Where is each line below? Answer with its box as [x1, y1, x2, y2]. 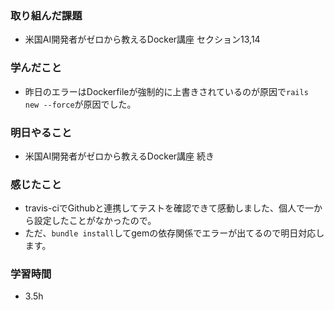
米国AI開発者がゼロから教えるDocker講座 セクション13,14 [24, 33, 261, 46]
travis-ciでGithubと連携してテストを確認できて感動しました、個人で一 [24, 202, 314, 214]
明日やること [10, 125, 73, 139]
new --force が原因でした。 [24, 98, 137, 110]
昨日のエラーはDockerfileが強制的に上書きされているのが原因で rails [24, 85, 309, 97]
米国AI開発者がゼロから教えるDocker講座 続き [24, 150, 215, 162]
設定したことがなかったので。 [33, 215, 157, 227]
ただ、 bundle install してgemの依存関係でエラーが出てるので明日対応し [24, 227, 325, 239]
